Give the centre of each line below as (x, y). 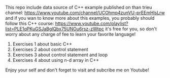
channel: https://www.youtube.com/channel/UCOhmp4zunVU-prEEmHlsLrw (85, 13)
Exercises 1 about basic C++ (42, 44)
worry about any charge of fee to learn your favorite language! (71, 34)
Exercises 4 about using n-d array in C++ (56, 60)
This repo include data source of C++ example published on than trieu (79, 7)
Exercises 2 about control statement (50, 49)
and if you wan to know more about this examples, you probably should (80, 18)
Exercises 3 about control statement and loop (60, 55)
